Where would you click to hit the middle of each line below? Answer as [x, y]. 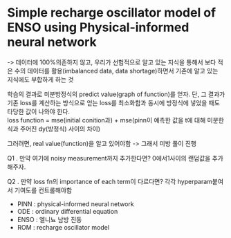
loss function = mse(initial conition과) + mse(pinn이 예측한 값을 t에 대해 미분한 [116, 120]
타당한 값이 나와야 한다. [39, 111]
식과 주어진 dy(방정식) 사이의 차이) [54, 129]
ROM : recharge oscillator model [63, 227]
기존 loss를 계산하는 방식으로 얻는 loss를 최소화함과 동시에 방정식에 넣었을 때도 [113, 102]
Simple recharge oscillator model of [112, 13]
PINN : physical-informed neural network [76, 204]
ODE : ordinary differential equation [67, 211]
